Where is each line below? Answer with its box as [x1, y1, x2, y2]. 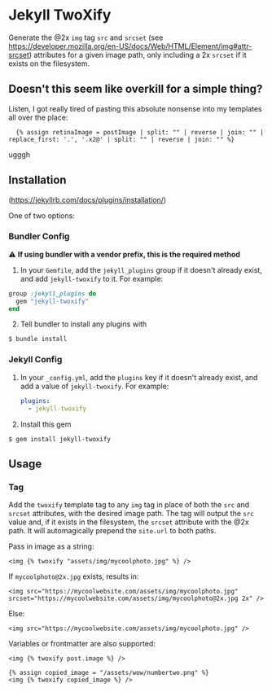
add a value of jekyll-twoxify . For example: [20, 381, 169, 391]
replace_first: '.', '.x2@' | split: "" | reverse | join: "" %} [8, 135, 235, 143]
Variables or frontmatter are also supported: [8, 639, 156, 649]
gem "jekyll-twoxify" [15, 297, 90, 305]
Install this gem [20, 419, 72, 429]
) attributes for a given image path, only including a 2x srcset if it [29, 50, 247, 59]
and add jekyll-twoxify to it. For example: [20, 274, 164, 283]
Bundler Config [8, 230, 70, 242]
